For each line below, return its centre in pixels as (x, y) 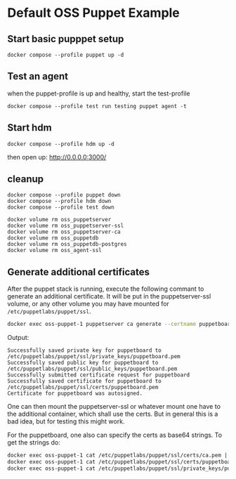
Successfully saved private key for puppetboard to (84, 350)
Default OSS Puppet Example (94, 13)
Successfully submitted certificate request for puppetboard (99, 375)
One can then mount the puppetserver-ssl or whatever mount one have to (114, 407)
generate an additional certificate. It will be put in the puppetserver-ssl (109, 296)
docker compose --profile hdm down (59, 202)
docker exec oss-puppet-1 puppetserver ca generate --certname (102, 324)
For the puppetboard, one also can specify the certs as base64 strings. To (115, 435)
